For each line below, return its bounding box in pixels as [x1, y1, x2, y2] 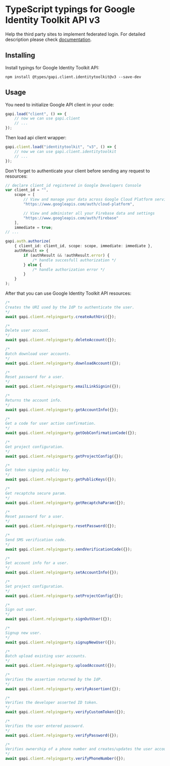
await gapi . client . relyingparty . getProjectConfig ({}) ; [5, 454, 123, 459]
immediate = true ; [14, 225, 53, 230]
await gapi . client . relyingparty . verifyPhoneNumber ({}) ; [5, 756, 125, 761]
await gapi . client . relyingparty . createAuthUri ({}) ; [5, 314, 116, 319]
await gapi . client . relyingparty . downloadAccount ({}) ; [5, 360, 121, 366]
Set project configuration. [5, 584, 65, 589]
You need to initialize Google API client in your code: [5, 101, 114, 107]
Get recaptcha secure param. [5, 491, 67, 496]
